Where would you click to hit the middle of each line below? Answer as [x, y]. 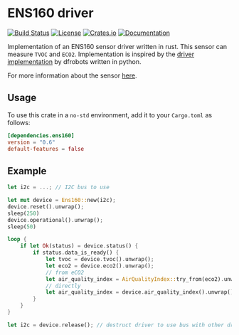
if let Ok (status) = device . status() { [79, 246]
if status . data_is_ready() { [76, 253]
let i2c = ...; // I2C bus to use [59, 187]
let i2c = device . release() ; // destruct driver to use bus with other [116, 325]
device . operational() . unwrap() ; [55, 220]
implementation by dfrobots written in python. [74, 61]
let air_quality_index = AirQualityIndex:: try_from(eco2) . [134, 279]
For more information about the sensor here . [72, 75]
